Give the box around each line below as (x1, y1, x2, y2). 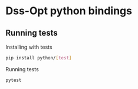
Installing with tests (5, 43, 52, 50)
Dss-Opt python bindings (5, 4, 132, 18)
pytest (5, 77, 22, 83)
